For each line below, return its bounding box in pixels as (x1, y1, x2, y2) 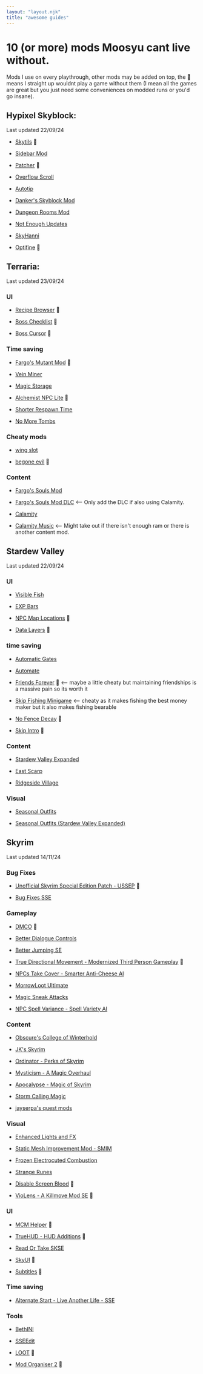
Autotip (15, 185, 34, 193)
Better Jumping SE (15, 946, 62, 954)
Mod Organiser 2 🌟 (15, 1361, 62, 1368)
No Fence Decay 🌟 (15, 715, 62, 722)
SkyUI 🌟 (15, 1256, 35, 1263)
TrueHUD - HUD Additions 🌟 (15, 1232, 86, 1240)
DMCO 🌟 (15, 923, 38, 930)
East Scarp (15, 767, 43, 774)
